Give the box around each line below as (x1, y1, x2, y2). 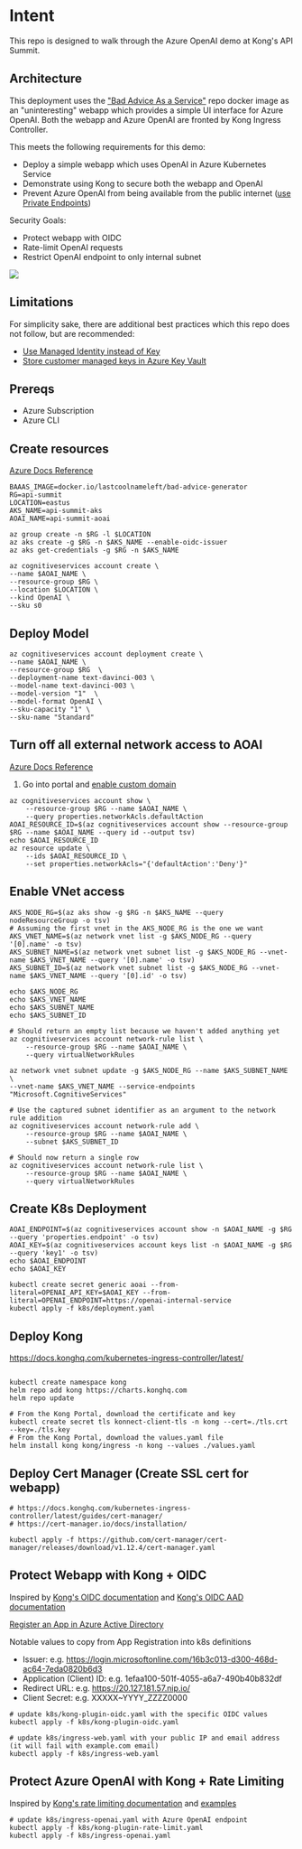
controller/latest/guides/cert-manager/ (9, 1512, 164, 1521)
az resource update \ (9, 844, 91, 853)
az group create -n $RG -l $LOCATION (9, 530, 151, 539)
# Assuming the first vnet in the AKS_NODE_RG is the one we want (9, 923, 264, 933)
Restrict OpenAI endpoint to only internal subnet (22, 251, 202, 262)
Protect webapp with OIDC (22, 232, 122, 243)
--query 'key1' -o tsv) (9, 1248, 99, 1258)
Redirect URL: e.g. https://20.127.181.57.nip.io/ (22, 1682, 191, 1694)
